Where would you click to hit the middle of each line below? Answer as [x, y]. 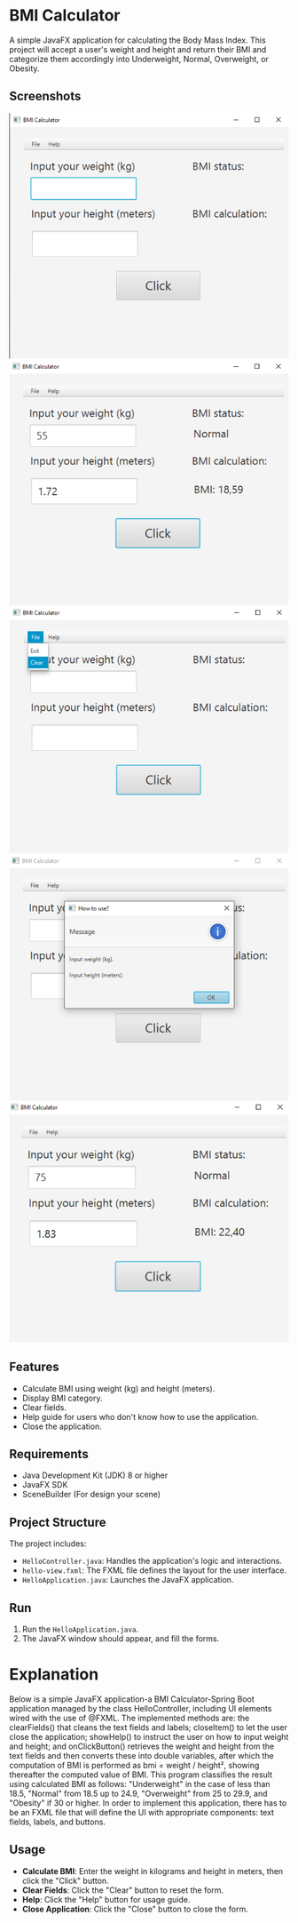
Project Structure [58, 1522]
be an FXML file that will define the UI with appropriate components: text [142, 1812]
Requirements [49, 1454]
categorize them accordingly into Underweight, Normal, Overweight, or [139, 59]
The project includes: [48, 1544]
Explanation [54, 1675]
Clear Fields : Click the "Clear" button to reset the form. [123, 1890]
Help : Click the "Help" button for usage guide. [106, 1899]
